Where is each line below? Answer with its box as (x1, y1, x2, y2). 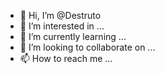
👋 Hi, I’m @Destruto (19, 10, 102, 21)
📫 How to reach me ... (19, 53, 113, 64)
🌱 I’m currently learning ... (19, 31, 127, 42)
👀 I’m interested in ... (19, 20, 105, 32)
